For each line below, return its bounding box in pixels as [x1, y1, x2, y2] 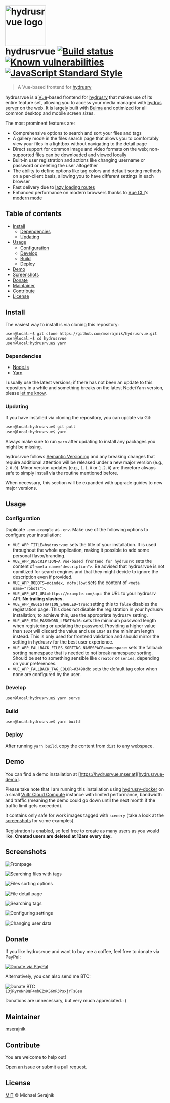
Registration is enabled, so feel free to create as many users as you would [5, 828, 159, 834]
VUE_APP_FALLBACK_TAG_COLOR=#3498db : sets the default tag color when [12, 666, 157, 672]
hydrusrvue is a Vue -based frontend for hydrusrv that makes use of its [5, 94, 153, 100]
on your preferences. [12, 661, 57, 667]
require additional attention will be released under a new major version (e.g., [5, 459, 164, 465]
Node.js [12, 364, 29, 371]
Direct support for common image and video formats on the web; [12, 146, 148, 152]
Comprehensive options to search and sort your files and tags [12, 130, 142, 136]
